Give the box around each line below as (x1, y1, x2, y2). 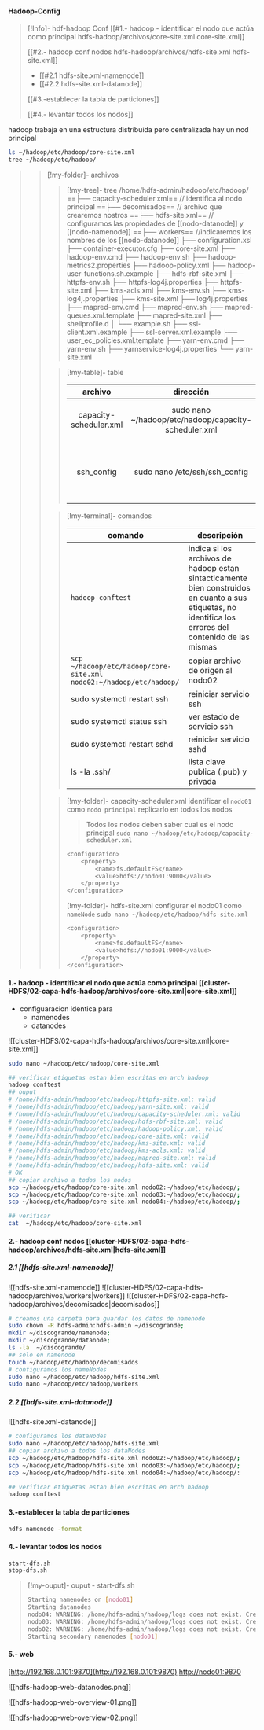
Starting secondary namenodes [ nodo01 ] (27, 1632, 159, 1640)
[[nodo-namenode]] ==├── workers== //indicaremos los (66, 226, 252, 236)
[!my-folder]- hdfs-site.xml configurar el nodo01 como (66, 901, 242, 911)
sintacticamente (188, 572, 247, 583)
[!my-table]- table (66, 367, 124, 377)
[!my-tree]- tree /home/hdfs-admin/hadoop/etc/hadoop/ (66, 185, 249, 194)
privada (188, 775, 217, 786)
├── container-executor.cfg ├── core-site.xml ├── (66, 244, 236, 253)
